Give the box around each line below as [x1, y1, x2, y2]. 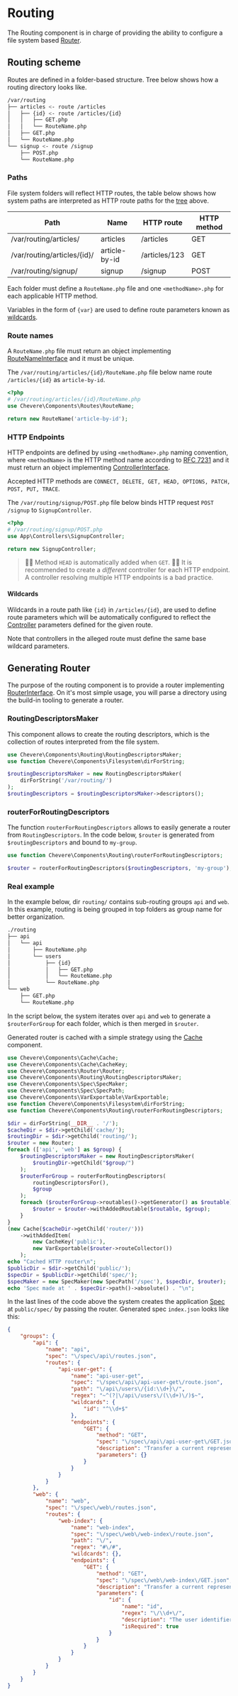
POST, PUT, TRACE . [7, 484, 60, 493]
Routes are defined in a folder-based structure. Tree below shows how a [7, 75, 219, 84]
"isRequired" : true [121, 1622, 179, 1630]
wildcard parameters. [7, 642, 69, 650]
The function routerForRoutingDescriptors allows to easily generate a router [7, 823, 231, 832]
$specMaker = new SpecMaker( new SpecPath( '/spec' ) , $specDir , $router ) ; [7, 1278, 227, 1285]
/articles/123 [140, 250, 185, 260]
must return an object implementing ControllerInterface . [7, 463, 171, 472]
